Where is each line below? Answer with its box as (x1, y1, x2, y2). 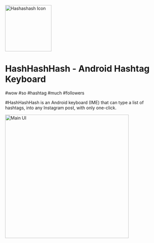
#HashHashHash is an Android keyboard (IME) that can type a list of (5, 99, 144, 105)
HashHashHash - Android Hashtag (5, 63, 150, 75)
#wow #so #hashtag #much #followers (5, 90, 85, 96)
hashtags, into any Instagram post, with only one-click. (5, 105, 117, 111)
